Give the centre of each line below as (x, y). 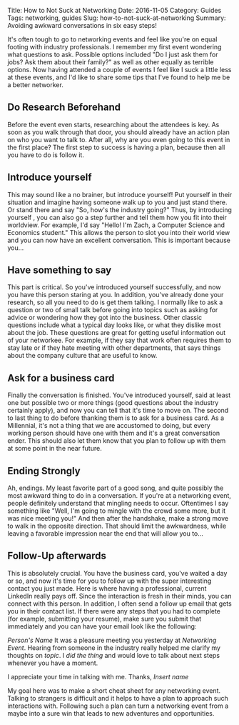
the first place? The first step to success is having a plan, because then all (116, 147)
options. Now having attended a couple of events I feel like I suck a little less (119, 70)
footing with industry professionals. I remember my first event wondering (115, 47)
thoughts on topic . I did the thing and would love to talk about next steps (113, 655)
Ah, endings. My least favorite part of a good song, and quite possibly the (116, 488)
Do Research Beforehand (64, 107)
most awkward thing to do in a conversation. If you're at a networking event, (119, 496)
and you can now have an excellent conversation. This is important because (119, 240)
